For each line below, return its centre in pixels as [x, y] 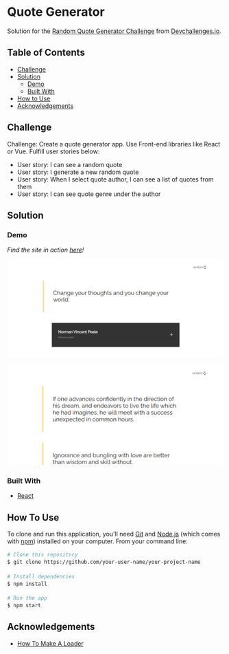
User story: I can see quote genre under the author [89, 194]
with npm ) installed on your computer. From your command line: [98, 541]
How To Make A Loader [50, 643]
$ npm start [24, 606]
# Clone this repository [43, 555]
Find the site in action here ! [46, 250]
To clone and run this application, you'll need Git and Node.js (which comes [114, 534]
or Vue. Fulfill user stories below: [53, 151]
